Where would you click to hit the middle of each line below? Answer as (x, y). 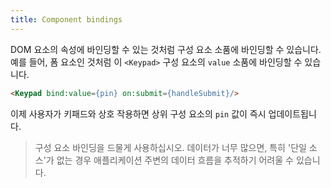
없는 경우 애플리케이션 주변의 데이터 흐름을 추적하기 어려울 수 (175, 160)
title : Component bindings (66, 19)
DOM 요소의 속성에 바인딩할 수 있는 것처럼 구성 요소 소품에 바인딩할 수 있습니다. (166, 49)
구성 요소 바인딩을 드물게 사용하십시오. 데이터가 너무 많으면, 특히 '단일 (170, 147)
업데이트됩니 (292, 113)
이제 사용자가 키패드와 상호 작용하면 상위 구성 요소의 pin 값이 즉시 (138, 113)
